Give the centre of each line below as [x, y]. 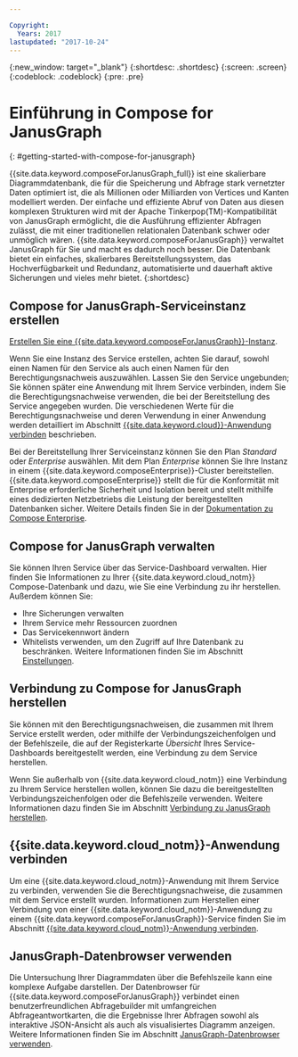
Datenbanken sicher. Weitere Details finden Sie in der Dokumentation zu [141, 508]
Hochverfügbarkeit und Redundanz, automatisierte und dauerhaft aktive [141, 268]
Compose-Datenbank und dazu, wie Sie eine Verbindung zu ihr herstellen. [145, 586]
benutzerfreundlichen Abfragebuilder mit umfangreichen [113, 1006]
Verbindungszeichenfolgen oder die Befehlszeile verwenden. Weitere [136, 798]
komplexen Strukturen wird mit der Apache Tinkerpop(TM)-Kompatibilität [143, 211]
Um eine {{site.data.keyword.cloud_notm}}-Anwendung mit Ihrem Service [145, 880]
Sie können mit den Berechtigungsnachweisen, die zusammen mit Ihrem [141, 724]
